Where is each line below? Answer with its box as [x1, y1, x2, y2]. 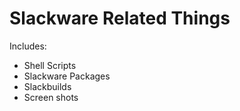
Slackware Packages [23, 70, 111, 82]
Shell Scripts [23, 59, 77, 71]
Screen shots [23, 91, 79, 103]
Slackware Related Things [9, 7, 231, 30]
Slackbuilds [23, 80, 72, 92]
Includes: [9, 40, 47, 52]
